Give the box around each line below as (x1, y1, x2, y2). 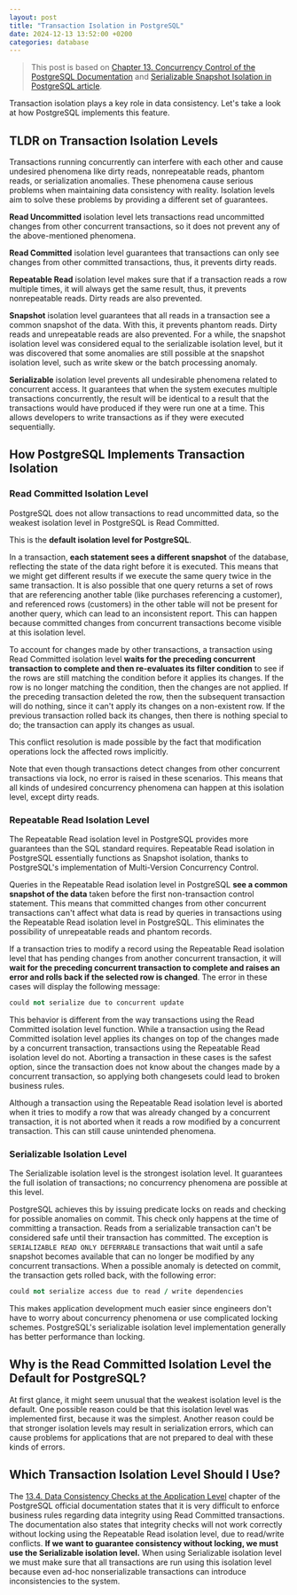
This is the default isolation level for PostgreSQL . (9, 534, 192, 545)
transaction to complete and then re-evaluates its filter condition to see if (9, 662, 285, 674)
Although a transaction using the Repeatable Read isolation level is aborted (9, 1097, 284, 1108)
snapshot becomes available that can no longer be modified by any (9, 1251, 255, 1262)
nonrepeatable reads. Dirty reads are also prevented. (9, 293, 203, 304)
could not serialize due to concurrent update (9, 998, 184, 1007)
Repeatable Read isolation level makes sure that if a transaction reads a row (9, 274, 287, 285)
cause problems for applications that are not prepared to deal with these (9, 1432, 274, 1443)
